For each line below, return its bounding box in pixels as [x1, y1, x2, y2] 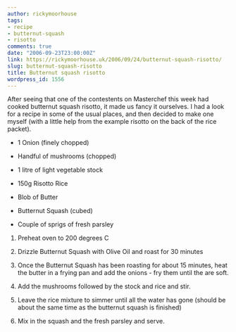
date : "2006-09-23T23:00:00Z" [7, 50, 97, 57]
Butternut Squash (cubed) [17, 207, 93, 215]
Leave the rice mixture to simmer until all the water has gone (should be [17, 296, 226, 305]
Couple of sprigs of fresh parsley [17, 220, 114, 229]
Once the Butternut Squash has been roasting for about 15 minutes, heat [17, 261, 228, 269]
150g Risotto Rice [17, 179, 68, 188]
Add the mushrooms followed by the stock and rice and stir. [17, 282, 191, 290]
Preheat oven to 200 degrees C [17, 234, 109, 243]
